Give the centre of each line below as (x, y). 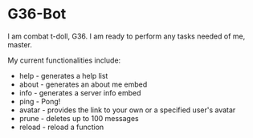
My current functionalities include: (64, 60)
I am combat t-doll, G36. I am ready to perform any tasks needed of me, (126, 36)
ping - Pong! (40, 101)
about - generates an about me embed (83, 84)
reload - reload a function (61, 127)
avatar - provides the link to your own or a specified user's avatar (127, 110)
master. (20, 44)
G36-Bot (37, 14)
